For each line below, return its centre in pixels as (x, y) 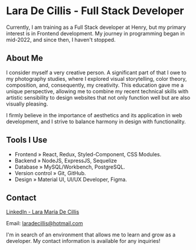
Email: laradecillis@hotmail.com (45, 223)
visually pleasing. (27, 104)
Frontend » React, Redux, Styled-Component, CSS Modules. (88, 154)
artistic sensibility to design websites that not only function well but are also (98, 97)
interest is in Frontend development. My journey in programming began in (95, 33)
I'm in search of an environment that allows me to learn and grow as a (91, 235)
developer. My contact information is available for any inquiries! (83, 241)
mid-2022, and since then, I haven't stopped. (61, 40)
